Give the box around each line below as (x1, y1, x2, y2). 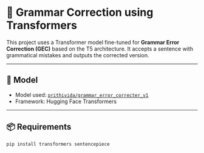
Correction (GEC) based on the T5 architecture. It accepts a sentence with (6, 45, 193, 52)
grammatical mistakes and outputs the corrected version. (6, 51, 149, 59)
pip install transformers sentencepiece (6, 141, 110, 147)
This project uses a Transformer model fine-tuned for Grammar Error (6, 38, 180, 46)
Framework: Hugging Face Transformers (15, 98, 117, 105)
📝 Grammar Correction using (6, 5, 154, 20)
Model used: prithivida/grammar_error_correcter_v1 (15, 91, 149, 98)
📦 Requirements (6, 122, 72, 132)
